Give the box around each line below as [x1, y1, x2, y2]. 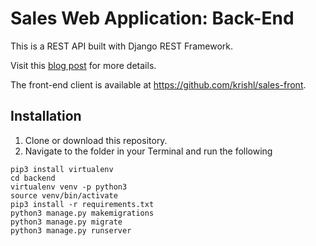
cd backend [10, 173, 56, 183]
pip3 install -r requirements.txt [10, 199, 155, 209]
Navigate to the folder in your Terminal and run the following [24, 145, 273, 157]
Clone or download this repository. [24, 134, 168, 146]
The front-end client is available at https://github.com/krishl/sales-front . [10, 78, 307, 91]
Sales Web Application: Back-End [10, 7, 295, 30]
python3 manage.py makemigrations [10, 208, 155, 218]
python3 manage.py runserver [10, 225, 132, 236]
